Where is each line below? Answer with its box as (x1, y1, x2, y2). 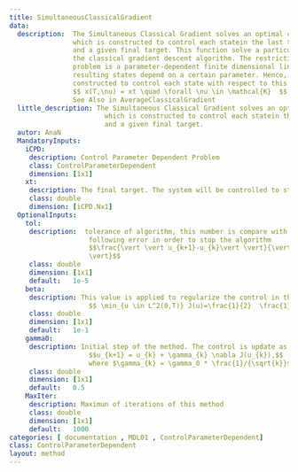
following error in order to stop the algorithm (88, 236, 272, 244)
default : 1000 (28, 424, 90, 434)
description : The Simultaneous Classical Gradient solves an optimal (17, 29, 284, 38)
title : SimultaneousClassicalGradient (9, 12, 153, 22)
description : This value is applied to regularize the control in (28, 293, 279, 302)
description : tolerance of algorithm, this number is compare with (28, 227, 288, 236)
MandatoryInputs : (17, 136, 82, 145)
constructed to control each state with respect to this (72, 79, 288, 88)
